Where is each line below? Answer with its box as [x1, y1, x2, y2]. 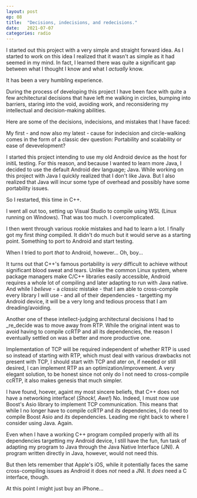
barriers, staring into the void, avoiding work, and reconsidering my [6, 101, 169, 108]
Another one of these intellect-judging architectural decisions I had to [6, 316, 174, 323]
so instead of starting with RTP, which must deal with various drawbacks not [6, 352, 191, 359]
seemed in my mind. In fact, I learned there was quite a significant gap [6, 59, 176, 66]
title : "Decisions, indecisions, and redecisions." [6, 19, 138, 25]
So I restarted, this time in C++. [6, 196, 82, 203]
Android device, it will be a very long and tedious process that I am [6, 298, 167, 305]
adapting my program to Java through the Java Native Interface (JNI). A [6, 443, 180, 450]
